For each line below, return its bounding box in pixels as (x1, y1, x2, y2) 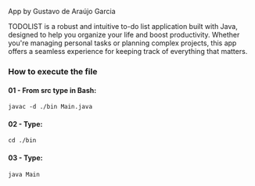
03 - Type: (8, 152, 43, 163)
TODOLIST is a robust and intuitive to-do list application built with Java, (8, 22, 239, 30)
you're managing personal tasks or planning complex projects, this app (8, 38, 237, 48)
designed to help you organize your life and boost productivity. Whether (8, 30, 240, 39)
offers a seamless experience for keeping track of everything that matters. (8, 47, 248, 55)
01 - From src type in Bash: (8, 85, 97, 95)
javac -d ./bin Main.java (8, 103, 92, 111)
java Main (8, 170, 41, 178)
